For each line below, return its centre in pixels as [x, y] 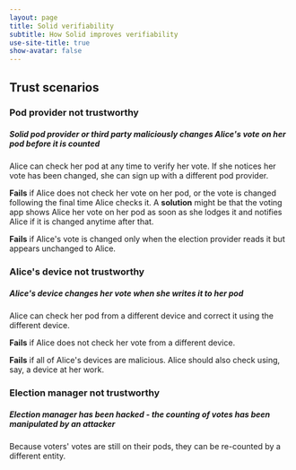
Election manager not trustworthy [84, 393]
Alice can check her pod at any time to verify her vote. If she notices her [143, 166]
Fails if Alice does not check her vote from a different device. [122, 343]
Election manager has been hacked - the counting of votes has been [140, 414]
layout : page [34, 17]
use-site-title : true [50, 43]
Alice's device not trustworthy [77, 272]
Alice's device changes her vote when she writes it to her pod [126, 293]
